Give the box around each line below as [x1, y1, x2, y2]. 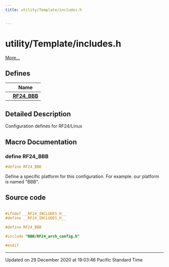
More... [5, 54, 20, 60]
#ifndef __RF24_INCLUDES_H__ [5, 211, 66, 216]
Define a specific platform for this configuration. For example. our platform [5, 173, 159, 179]
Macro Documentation [5, 138, 77, 146]
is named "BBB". [5, 178, 39, 184]
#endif [5, 243, 19, 248]
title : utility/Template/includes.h [5, 7, 82, 13]
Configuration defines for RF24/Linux [5, 123, 82, 129]
